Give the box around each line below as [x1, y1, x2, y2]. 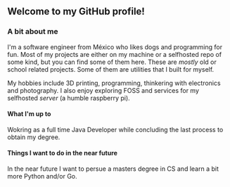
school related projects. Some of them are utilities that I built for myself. [7, 65, 215, 73]
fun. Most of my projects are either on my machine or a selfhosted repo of [7, 50, 222, 58]
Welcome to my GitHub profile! [7, 6, 146, 18]
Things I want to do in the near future [7, 149, 118, 157]
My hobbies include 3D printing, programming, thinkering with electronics [7, 79, 221, 87]
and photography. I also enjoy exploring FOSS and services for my [7, 86, 199, 94]
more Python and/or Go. [7, 172, 77, 181]
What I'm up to [7, 110, 51, 118]
